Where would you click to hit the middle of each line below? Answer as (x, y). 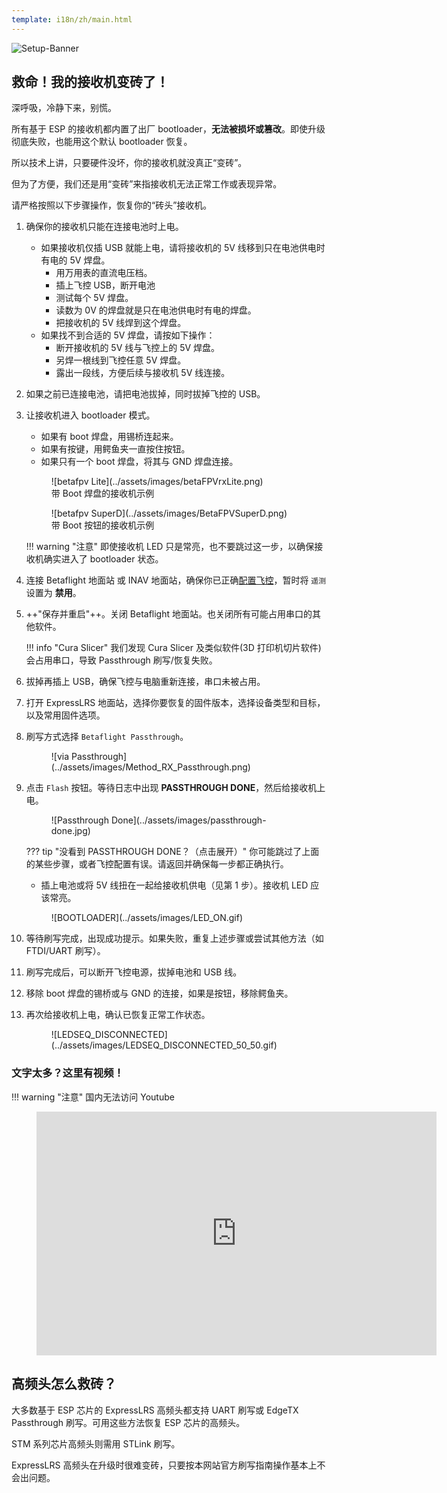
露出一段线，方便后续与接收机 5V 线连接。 (143, 373)
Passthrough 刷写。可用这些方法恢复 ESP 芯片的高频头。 (128, 1422)
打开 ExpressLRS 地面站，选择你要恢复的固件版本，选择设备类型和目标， (175, 703)
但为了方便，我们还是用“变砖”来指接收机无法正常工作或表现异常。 (147, 184)
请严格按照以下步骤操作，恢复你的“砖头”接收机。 (112, 205)
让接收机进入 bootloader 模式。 (90, 415)
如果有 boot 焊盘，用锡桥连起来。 (109, 437)
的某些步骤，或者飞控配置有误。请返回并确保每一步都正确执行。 (157, 864)
